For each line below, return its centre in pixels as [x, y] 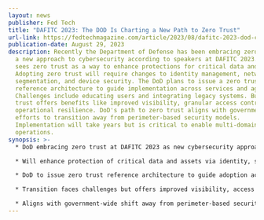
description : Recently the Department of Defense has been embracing [125, 52]
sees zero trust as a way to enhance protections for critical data [130, 67]
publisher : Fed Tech [42, 23]
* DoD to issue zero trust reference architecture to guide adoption [131, 175]
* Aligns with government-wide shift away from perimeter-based [123, 204]
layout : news [29, 15]
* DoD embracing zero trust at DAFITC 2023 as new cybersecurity [125, 147]
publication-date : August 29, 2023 [66, 45]
